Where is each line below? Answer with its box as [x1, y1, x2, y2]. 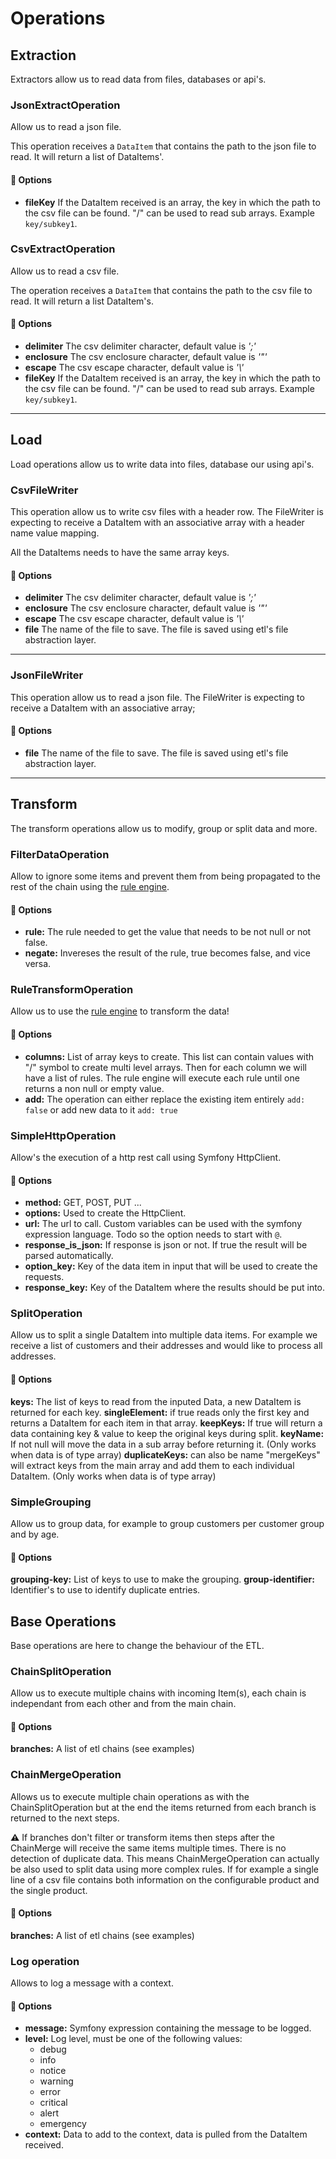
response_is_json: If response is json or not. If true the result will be [24, 1239, 308, 1251]
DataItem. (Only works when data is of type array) [10, 1470, 217, 1482]
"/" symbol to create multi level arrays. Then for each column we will [24, 1061, 307, 1073]
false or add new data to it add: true [24, 1103, 178, 1116]
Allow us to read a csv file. [10, 265, 120, 277]
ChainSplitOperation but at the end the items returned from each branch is [10, 1801, 317, 1813]
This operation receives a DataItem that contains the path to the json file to [10, 140, 317, 152]
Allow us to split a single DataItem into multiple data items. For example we [10, 1329, 318, 1341]
